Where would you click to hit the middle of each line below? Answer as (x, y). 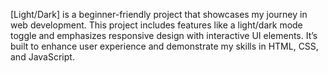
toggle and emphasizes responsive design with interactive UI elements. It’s (164, 35)
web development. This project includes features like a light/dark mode (156, 25)
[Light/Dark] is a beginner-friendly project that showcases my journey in (159, 14)
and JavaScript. (42, 57)
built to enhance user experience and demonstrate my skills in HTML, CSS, (164, 46)
